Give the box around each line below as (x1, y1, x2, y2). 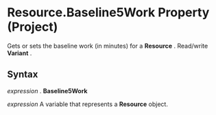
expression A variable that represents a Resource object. (7, 100, 168, 108)
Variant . (7, 49, 32, 57)
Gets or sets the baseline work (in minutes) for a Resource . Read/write (7, 42, 208, 50)
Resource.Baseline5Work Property (7, 5, 210, 20)
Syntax (7, 69, 38, 80)
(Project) (7, 19, 58, 35)
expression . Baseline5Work (7, 86, 88, 95)
